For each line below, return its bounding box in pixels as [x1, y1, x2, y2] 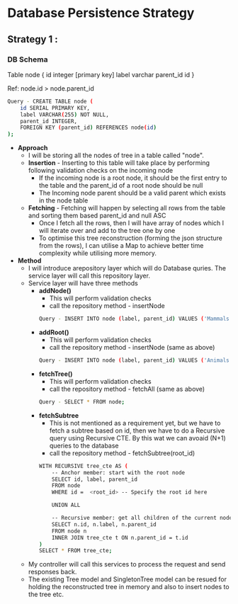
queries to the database [49, 441, 119, 450]
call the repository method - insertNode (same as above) [49, 343, 215, 351]
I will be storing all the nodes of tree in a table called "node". [28, 151, 204, 160]
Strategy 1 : [7, 33, 58, 45]
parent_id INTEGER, [20, 118, 78, 125]
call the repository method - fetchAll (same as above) [49, 384, 205, 393]
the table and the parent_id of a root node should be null [38, 181, 203, 190]
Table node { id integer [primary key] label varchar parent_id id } [7, 70, 195, 79]
